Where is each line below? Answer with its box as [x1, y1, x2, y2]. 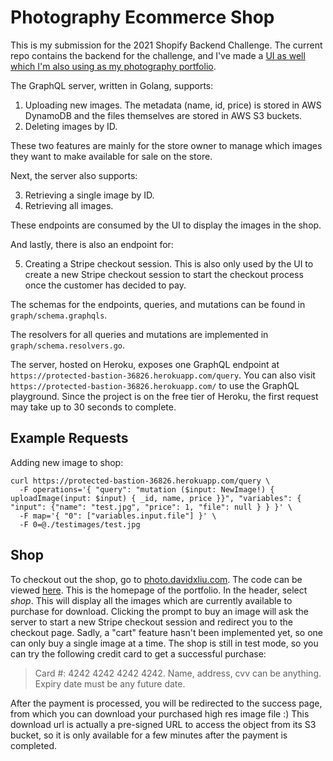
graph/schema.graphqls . [10, 309, 108, 321]
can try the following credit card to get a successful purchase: [10, 647, 267, 660]
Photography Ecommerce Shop [10, 6, 275, 29]
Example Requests [10, 430, 129, 447]
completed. [10, 739, 57, 751]
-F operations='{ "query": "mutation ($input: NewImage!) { [19, 484, 275, 495]
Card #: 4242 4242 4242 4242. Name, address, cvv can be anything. [34, 667, 322, 679]
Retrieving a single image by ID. [24, 189, 155, 201]
